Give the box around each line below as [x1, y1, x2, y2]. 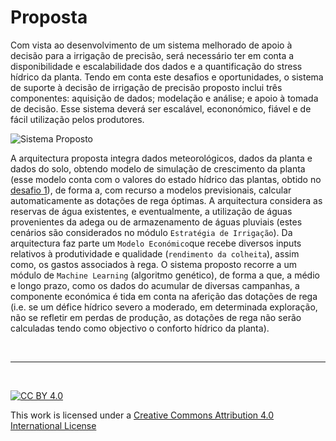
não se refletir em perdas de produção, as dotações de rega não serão [10, 311, 302, 323]
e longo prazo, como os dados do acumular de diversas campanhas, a [10, 279, 300, 291]
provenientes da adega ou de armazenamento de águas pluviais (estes [10, 216, 303, 228]
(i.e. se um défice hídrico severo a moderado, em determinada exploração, [10, 301, 318, 313]
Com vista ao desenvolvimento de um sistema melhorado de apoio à [10, 39, 293, 51]
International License [10, 419, 97, 431]
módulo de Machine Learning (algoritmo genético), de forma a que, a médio [10, 269, 320, 281]
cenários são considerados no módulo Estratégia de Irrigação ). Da [10, 226, 293, 238]
